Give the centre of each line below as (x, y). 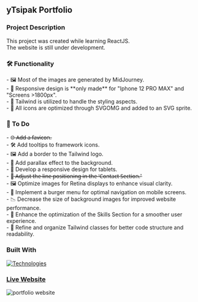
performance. (24, 208)
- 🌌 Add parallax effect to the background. (60, 163)
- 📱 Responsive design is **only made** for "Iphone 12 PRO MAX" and (95, 88)
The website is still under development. (56, 47)
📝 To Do (18, 124)
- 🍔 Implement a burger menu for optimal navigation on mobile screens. (97, 192)
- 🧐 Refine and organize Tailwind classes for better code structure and (95, 228)
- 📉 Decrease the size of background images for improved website (91, 199)
